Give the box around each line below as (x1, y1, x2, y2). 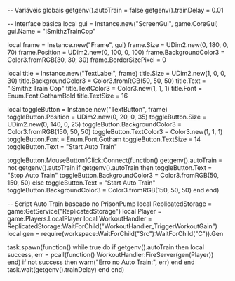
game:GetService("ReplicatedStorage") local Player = (7, 207, 162, 215)
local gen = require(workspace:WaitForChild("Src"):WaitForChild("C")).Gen (7, 230, 224, 237)
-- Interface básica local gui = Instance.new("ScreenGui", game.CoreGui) (7, 20, 219, 27)
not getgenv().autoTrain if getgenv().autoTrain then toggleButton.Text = (7, 164, 213, 171)
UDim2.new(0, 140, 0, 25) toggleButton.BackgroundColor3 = (7, 120, 182, 129)
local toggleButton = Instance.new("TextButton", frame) (7, 105, 168, 113)
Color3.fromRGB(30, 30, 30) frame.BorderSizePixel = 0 (7, 55, 166, 64)
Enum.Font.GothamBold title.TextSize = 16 (7, 91, 128, 100)
